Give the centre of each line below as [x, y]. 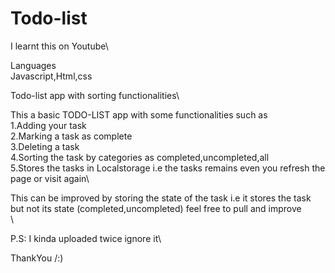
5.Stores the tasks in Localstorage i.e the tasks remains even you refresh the [168, 168]
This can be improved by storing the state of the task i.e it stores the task [161, 198]
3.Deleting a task [45, 146]
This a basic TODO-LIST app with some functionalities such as [139, 114]
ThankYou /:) [37, 258]
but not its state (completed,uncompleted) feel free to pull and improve [156, 208]
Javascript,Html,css [51, 76]
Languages [33, 65]
